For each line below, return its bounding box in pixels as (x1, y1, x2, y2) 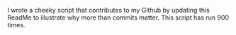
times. (7, 21, 26, 29)
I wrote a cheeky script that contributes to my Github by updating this (7, 6, 210, 14)
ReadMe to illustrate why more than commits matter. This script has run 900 (7, 13, 229, 22)
